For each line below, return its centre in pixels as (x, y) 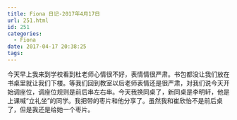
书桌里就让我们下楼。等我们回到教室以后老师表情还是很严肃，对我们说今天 (115, 83)
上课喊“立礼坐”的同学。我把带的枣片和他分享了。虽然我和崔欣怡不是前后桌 (115, 100)
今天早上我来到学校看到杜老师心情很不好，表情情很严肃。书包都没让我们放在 (119, 74)
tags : (15, 54)
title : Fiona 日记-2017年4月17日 (54, 14)
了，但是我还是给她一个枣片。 (50, 109)
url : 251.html (28, 20)
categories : (25, 34)
